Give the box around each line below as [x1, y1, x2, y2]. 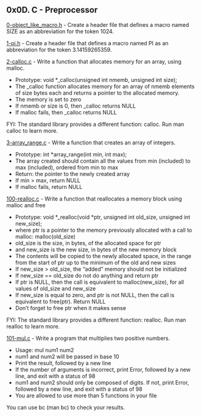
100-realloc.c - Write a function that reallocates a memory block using [6, 195, 182, 202]
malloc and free [6, 201, 46, 208]
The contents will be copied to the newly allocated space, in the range [15, 252, 192, 259]
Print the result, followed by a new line [15, 359, 111, 366]
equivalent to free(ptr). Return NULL [15, 298, 106, 305]
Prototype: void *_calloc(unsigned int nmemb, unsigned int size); [15, 76, 178, 83]
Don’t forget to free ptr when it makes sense [15, 304, 127, 311]
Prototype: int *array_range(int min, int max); [15, 150, 127, 158]
